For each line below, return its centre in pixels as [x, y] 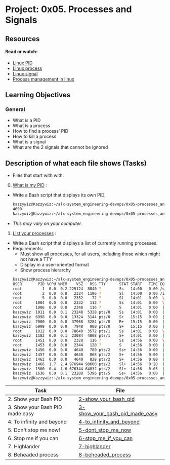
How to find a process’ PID [40, 131]
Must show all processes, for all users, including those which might [90, 254]
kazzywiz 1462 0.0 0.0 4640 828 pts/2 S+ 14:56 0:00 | [89, 359]
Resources [23, 39]
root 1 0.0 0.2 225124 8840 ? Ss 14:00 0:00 [85, 289]
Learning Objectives [38, 95]
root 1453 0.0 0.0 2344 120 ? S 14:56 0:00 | [89, 345]
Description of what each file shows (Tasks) [76, 163]
